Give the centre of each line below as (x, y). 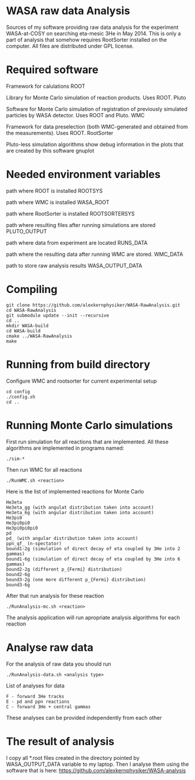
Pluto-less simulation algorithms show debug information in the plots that (95, 144)
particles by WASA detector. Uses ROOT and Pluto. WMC (75, 115)
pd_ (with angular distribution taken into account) (72, 538)
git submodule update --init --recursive (58, 315)
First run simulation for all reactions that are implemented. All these (87, 442)
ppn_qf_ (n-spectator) (34, 544)
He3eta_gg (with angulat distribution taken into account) (80, 507)
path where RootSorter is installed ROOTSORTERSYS (70, 213)
